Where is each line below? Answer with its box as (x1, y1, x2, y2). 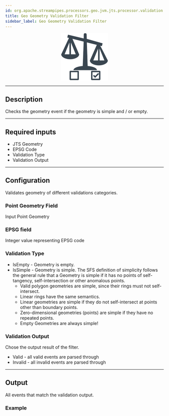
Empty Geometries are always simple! (20, 320, 99, 326)
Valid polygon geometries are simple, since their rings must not (20, 283, 151, 289)
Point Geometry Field (5, 202, 58, 209)
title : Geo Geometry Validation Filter (5, 13, 89, 19)
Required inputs (5, 128, 56, 136)
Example (5, 404, 27, 411)
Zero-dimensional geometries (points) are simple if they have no (20, 309, 153, 316)
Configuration (5, 176, 50, 185)
